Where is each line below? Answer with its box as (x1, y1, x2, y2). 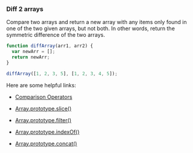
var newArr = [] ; (11, 49, 56, 55)
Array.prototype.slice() (15, 105, 72, 112)
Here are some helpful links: (6, 81, 77, 89)
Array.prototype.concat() (15, 140, 77, 147)
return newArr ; (11, 54, 50, 60)
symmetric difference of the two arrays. (6, 31, 105, 39)
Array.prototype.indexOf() (15, 128, 80, 136)
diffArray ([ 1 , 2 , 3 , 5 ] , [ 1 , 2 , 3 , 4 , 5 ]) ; (6, 70, 118, 76)
